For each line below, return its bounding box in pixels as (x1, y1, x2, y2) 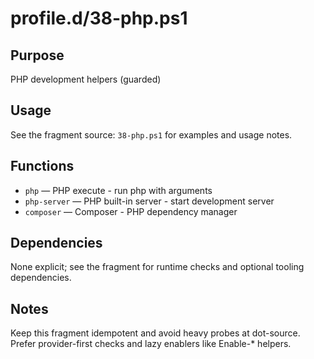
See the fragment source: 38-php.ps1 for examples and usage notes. (10, 128, 293, 141)
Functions (10, 158, 75, 175)
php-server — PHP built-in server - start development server (24, 195, 275, 207)
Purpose (10, 47, 65, 64)
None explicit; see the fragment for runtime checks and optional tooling (10, 261, 305, 273)
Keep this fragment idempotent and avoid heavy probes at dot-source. (10, 327, 301, 339)
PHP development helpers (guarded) (10, 73, 162, 85)
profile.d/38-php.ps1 (10, 7, 188, 30)
